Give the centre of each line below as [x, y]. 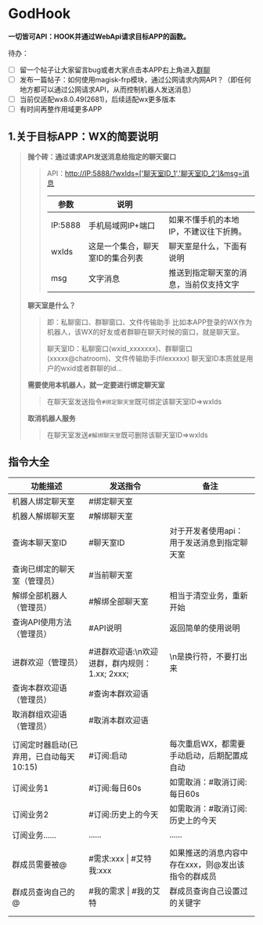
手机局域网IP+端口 [122, 226]
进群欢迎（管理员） [48, 662]
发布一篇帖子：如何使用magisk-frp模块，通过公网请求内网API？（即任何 [135, 80]
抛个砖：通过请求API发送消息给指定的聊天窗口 [102, 157]
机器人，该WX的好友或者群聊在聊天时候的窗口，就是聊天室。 [145, 332]
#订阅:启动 [108, 755]
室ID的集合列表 [115, 258]
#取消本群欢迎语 [119, 720]
